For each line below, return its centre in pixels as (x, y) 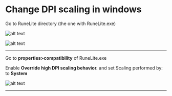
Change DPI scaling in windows (73, 9)
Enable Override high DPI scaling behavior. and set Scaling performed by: (84, 68)
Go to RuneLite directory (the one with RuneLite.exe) (61, 23)
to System (16, 73)
